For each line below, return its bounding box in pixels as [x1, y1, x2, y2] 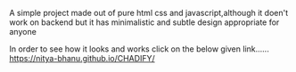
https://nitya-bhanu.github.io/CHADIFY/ [9, 53, 155, 63]
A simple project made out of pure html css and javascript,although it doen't [9, 8, 289, 18]
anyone [9, 27, 37, 36]
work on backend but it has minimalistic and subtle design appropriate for [9, 17, 280, 28]
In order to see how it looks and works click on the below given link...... [9, 44, 269, 54]
